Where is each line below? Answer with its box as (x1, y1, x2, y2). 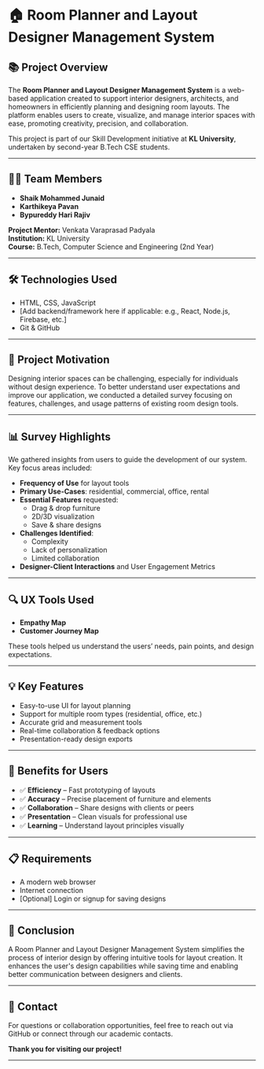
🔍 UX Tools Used (8, 593, 94, 606)
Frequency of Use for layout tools (19, 479, 130, 488)
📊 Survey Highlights (8, 430, 112, 443)
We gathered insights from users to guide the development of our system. (8, 455, 247, 465)
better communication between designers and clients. (8, 970, 183, 979)
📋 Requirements (8, 852, 92, 865)
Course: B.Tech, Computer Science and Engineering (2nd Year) (8, 241, 214, 252)
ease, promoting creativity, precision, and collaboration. (8, 119, 189, 128)
